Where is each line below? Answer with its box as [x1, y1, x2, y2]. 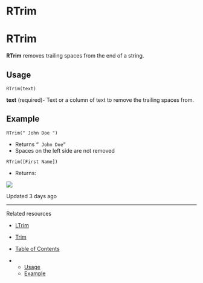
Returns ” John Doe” [14, 141, 66, 148]
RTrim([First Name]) [6, 159, 59, 165]
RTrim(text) [6, 85, 36, 92]
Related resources [6, 210, 52, 217]
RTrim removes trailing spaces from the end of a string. [6, 52, 144, 59]
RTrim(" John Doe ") [6, 130, 59, 136]
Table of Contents [14, 245, 60, 252]
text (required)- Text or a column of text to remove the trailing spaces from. [6, 96, 195, 104]
